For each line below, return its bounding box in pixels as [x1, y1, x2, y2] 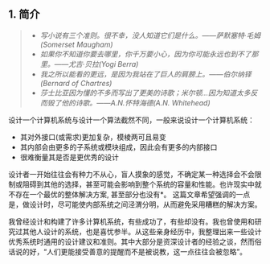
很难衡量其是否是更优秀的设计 [19, 152, 119, 162]
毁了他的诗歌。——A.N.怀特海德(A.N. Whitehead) [47, 97, 211, 107]
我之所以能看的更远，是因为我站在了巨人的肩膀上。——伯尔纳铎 [39, 69, 252, 79]
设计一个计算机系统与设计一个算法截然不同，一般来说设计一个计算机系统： [8, 115, 255, 125]
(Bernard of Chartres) [39, 78, 112, 88]
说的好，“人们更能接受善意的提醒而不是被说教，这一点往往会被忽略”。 [14, 246, 247, 256]
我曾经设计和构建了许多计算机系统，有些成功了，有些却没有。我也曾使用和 [8, 217, 255, 226]
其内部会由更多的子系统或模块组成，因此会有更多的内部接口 [19, 142, 218, 151]
